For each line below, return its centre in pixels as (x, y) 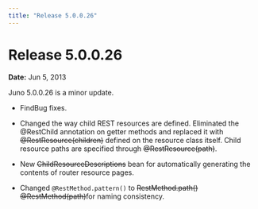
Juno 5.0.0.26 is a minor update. (61, 92)
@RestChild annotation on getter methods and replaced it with (121, 131)
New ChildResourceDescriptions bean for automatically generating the (135, 164)
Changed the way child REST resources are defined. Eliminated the (129, 123)
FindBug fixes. (43, 107)
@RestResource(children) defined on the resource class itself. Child (130, 140)
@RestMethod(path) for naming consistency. (92, 196)
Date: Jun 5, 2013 (37, 77)
